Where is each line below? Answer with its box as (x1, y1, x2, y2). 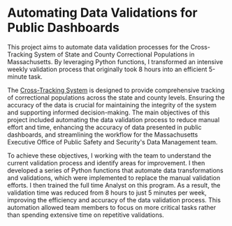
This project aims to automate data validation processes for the (7, 43, 189, 51)
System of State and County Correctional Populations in (34, 50, 195, 59)
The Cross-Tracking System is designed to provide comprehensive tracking (7, 86, 225, 94)
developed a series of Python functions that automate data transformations (7, 166, 224, 174)
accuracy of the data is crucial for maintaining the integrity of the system (7, 100, 217, 109)
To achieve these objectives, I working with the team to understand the (7, 151, 212, 160)
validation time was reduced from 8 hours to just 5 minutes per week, (7, 188, 208, 197)
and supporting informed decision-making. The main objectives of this (7, 108, 210, 116)
